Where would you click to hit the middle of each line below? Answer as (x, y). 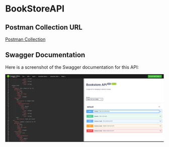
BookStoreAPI (35, 9)
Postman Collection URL (44, 27)
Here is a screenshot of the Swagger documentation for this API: (72, 67)
